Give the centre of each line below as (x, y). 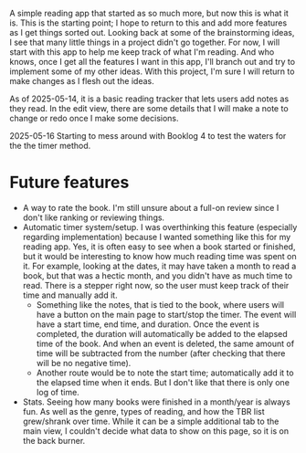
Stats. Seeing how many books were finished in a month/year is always (156, 402)
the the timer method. (50, 146)
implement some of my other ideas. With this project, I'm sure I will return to (152, 71)
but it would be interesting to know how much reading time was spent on (159, 256)
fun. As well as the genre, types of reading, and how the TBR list (143, 411)
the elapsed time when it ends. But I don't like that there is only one (163, 382)
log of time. (58, 392)
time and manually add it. (70, 295)
